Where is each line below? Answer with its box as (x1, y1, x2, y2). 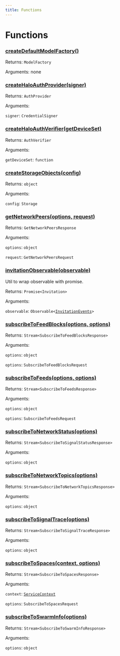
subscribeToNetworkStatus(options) (5, 428, 98, 435)
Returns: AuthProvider (5, 93, 52, 99)
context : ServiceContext (5, 591, 56, 597)
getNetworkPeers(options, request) (5, 213, 95, 220)
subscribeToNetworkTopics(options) (5, 472, 98, 479)
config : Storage (5, 201, 38, 206)
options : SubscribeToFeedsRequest (5, 415, 76, 421)
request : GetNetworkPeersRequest (5, 254, 74, 260)
